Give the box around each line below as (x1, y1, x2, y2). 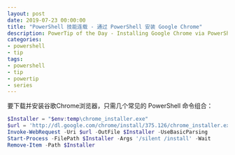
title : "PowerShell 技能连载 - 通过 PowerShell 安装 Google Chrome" (7, 23, 203, 30)
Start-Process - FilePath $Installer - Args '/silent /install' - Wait (7, 135, 211, 142)
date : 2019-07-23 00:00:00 (7, 17, 86, 24)
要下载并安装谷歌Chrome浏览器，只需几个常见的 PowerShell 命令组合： (7, 102, 213, 110)
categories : (7, 36, 42, 43)
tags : (7, 56, 23, 63)
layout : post (7, 10, 45, 17)
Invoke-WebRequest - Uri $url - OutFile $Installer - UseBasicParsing (7, 128, 208, 135)
